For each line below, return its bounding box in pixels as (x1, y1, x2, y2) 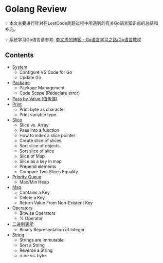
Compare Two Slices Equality (19, 168, 78, 174)
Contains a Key (19, 189, 50, 195)
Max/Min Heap (19, 179, 50, 185)
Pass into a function (19, 127, 59, 133)
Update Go (19, 74, 41, 80)
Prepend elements (19, 163, 56, 169)
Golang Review (5, 3, 67, 15)
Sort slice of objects (19, 142, 60, 148)
